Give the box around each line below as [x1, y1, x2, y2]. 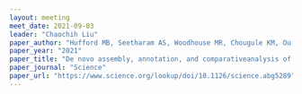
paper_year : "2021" [9, 47, 83, 56]
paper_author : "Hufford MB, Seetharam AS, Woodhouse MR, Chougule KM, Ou [9, 38, 292, 47]
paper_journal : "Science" [9, 64, 106, 73]
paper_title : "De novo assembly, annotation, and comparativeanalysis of [9, 55, 292, 64]
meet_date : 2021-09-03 [9, 21, 94, 30]
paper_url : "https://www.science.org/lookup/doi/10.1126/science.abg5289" [9, 72, 296, 81]
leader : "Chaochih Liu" [9, 30, 99, 38]
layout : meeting [9, 13, 70, 22]
